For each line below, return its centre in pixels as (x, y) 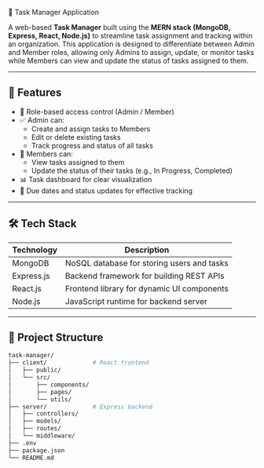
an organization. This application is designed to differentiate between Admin (132, 44)
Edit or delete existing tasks (76, 137)
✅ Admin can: (42, 120)
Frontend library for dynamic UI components (147, 288)
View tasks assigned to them (78, 162)
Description (147, 250)
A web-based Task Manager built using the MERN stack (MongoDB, (119, 27)
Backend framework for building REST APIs (145, 276)
